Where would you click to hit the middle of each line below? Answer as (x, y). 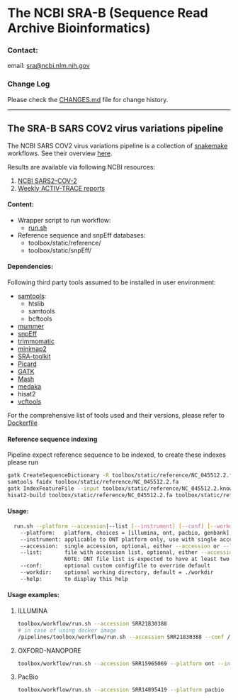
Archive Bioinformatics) (79, 28)
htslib (36, 304)
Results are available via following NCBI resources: (81, 167)
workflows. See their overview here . (60, 153)
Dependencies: (30, 267)
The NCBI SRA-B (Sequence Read (108, 13)
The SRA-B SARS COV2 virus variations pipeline (115, 129)
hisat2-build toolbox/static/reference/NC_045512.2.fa (90, 495)
